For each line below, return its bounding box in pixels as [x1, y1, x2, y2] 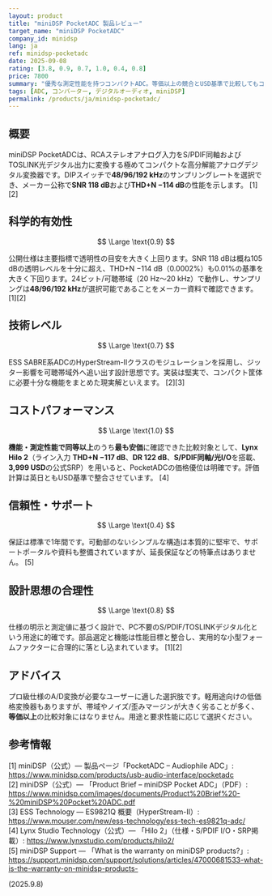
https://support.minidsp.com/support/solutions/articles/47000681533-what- [8, 855, 264, 864]
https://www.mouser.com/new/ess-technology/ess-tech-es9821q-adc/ [8, 816, 245, 826]
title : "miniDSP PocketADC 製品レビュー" [8, 19, 143, 28]
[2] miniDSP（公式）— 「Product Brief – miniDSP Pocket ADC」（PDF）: [8, 779, 249, 789]
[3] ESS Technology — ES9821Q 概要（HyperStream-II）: [8, 807, 200, 817]
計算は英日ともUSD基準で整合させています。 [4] [8, 472, 170, 482]
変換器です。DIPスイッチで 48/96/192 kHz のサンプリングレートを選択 [22, 170, 255, 180]
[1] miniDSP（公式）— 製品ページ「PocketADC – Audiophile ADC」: [8, 761, 235, 770]
